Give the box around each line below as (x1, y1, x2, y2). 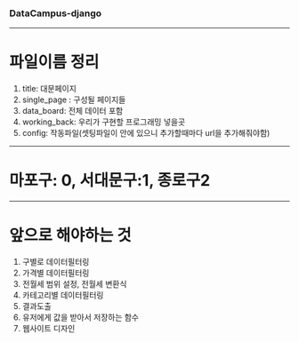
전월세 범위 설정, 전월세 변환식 (21, 279, 127, 290)
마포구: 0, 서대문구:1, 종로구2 (9, 171, 211, 191)
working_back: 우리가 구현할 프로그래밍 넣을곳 (21, 116, 186, 127)
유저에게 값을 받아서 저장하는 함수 (21, 312, 140, 322)
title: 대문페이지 (21, 84, 77, 94)
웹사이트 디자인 (21, 323, 76, 334)
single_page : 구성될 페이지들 (21, 94, 126, 105)
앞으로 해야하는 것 (9, 226, 132, 246)
